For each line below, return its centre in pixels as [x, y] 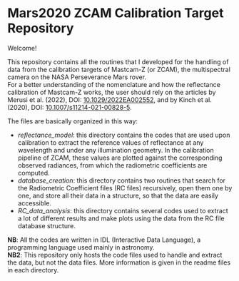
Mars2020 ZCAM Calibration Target [116, 13]
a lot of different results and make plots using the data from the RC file [121, 218]
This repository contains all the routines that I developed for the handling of [118, 61]
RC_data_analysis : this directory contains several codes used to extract [123, 210]
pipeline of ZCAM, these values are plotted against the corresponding [120, 158]
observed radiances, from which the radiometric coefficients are [112, 165]
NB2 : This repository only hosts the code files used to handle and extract [115, 255]
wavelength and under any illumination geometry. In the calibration [116, 150]
